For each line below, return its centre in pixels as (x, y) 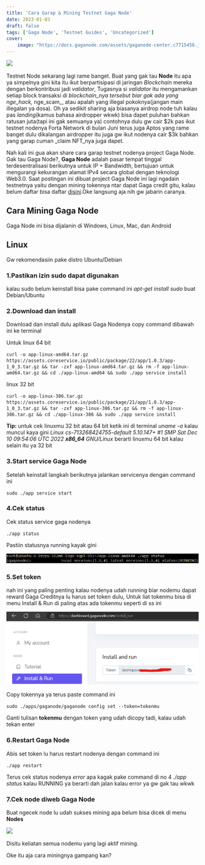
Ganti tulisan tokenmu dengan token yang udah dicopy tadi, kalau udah (96, 718)
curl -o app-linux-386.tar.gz (45, 396)
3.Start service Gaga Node (47, 462)
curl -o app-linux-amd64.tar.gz (47, 355)
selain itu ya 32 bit (29, 446)
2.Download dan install (41, 311)
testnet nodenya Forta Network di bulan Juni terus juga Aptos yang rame (98, 128)
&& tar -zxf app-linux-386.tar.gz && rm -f (98, 409)
